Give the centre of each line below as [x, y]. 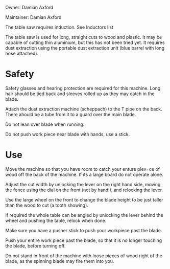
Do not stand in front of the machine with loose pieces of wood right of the [84, 256]
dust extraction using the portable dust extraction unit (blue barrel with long [85, 48]
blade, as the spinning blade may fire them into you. [60, 261]
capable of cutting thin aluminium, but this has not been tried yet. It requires [85, 42]
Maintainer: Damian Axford [33, 17]
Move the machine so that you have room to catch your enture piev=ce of [82, 169]
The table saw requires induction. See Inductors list [59, 27]
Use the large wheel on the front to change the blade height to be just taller [84, 199]
